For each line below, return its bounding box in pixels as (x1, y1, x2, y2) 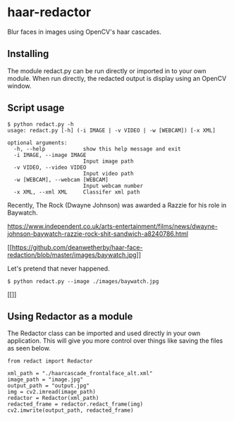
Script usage (7, 102, 65, 114)
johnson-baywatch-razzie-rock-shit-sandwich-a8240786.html (7, 230, 189, 238)
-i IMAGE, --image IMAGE (13, 151, 87, 158)
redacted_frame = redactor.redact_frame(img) (7, 401, 143, 408)
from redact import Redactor (7, 358, 93, 365)
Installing (7, 48, 49, 60)
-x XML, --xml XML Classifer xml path (13, 188, 140, 196)
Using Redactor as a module (7, 310, 133, 322)
